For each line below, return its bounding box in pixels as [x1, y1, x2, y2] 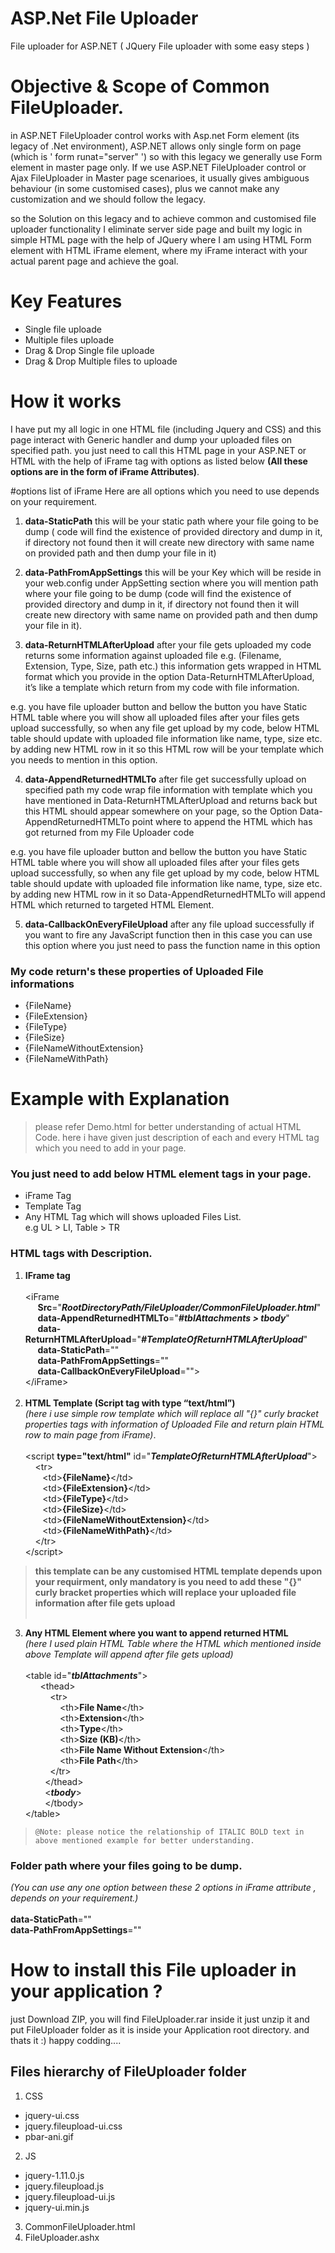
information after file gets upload [34, 1597, 176, 1609]
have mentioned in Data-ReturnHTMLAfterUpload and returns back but [24, 794, 318, 806]
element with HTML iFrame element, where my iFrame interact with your [10, 244, 308, 256]
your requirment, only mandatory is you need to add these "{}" [34, 1575, 302, 1587]
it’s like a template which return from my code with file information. [24, 681, 300, 693]
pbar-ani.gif [24, 2130, 74, 2142]
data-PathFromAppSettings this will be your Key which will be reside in [24, 566, 322, 578]
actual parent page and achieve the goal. [10, 255, 179, 267]
